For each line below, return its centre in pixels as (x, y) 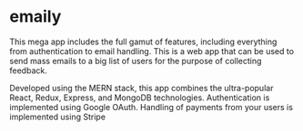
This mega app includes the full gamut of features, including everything (143, 42)
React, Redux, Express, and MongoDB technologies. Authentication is (140, 98)
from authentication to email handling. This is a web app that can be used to (151, 51)
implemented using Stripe (58, 117)
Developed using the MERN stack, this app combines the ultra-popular (141, 88)
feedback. (28, 70)
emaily (35, 17)
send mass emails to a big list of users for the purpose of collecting (136, 61)
